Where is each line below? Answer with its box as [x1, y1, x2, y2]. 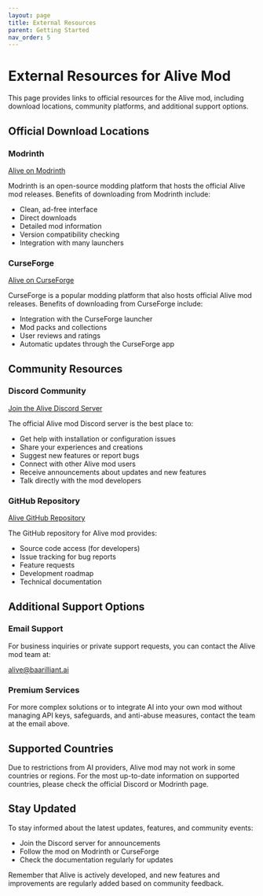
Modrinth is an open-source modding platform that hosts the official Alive [8, 181, 246, 190]
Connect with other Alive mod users [19, 459, 136, 468]
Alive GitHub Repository [8, 513, 86, 523]
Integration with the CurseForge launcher [19, 314, 153, 324]
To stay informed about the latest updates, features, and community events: [8, 823, 254, 832]
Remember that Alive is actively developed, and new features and [8, 870, 221, 879]
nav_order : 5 [8, 33, 51, 42]
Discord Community [8, 386, 86, 397]
